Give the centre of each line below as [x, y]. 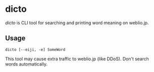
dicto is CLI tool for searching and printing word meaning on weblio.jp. [77, 23]
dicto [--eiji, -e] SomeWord [35, 50]
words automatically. [26, 64]
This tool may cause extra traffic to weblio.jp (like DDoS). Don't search [77, 59]
